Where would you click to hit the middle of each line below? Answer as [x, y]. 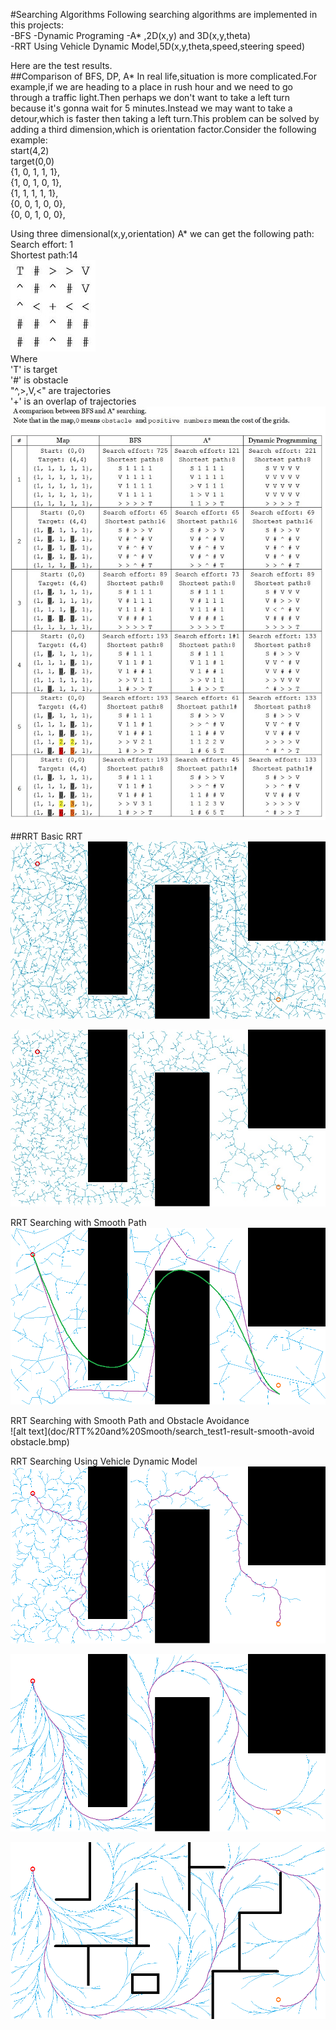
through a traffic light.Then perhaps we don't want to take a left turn [150, 97]
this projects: [37, 25]
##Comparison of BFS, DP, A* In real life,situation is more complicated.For [163, 76]
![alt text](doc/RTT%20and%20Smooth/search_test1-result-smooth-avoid [162, 1431]
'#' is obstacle [39, 380]
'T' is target [34, 369]
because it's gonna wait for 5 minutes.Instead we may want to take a [151, 108]
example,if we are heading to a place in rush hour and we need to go [151, 87]
